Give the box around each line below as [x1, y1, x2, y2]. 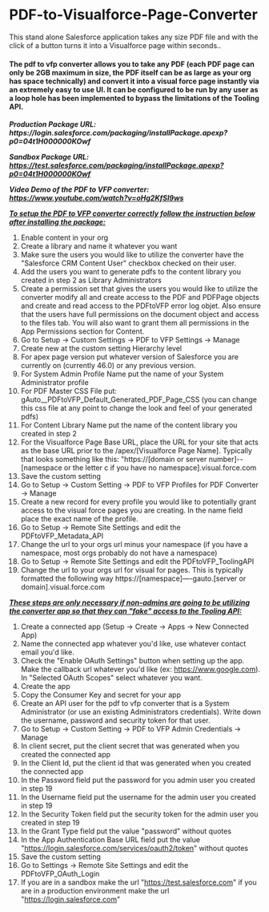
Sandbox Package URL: [9, 152, 90, 162]
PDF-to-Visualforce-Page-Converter [9, 6, 259, 24]
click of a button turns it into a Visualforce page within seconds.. [9, 40, 222, 50]
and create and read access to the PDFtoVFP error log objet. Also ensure [20, 301, 261, 310]
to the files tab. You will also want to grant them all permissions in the [20, 318, 250, 328]
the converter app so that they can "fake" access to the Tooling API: [9, 606, 243, 616]
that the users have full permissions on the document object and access [20, 310, 259, 319]
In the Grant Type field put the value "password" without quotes [20, 826, 231, 836]
